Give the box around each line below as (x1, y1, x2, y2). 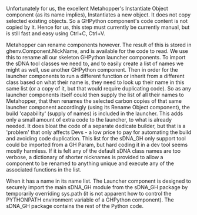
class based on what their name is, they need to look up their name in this (6, 79, 185, 86)
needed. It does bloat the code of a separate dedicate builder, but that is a (6, 123, 186, 129)
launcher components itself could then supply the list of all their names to (6, 91, 184, 98)
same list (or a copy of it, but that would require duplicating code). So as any (6, 85, 191, 92)
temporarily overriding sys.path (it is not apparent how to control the (6, 190, 172, 197)
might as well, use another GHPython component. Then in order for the (6, 66, 178, 73)
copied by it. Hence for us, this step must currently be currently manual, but (6, 23, 190, 31)
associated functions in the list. (6, 166, 82, 173)
